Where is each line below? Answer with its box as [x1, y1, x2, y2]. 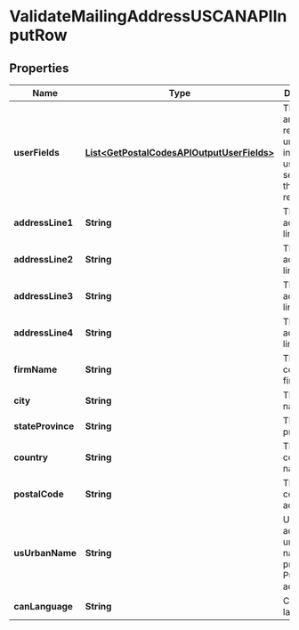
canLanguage [13, 601, 74, 612]
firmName [13, 363, 58, 376]
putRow [9, 25, 69, 45]
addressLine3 [13, 290, 74, 302]
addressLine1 [13, 216, 74, 229]
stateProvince [13, 420, 75, 432]
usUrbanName [13, 547, 77, 559]
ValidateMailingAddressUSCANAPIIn [9, 6, 287, 27]
